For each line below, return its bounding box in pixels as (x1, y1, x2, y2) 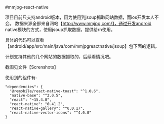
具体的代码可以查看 (5, 37, 44, 43)
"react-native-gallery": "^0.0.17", (9, 106, 85, 111)
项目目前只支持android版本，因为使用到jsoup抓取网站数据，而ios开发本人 (5, 14, 155, 20)
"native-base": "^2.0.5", (9, 93, 63, 98)
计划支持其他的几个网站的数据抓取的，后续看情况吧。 (5, 54, 114, 60)
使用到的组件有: (5, 75, 37, 80)
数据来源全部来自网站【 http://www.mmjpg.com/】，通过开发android (14, 21, 152, 26)
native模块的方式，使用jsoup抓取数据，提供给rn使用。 (5, 27, 115, 32)
